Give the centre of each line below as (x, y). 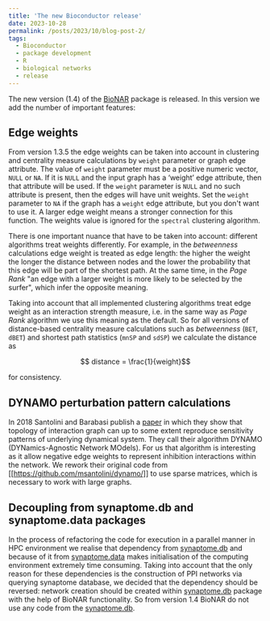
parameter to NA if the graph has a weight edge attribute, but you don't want (134, 203)
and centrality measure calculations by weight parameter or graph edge (127, 160)
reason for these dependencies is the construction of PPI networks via (125, 574)
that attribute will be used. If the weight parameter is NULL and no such (125, 186)
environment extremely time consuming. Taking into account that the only (131, 565)
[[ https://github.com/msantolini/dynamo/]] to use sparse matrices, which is (133, 473)
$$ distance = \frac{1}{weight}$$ (135, 362)
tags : (17, 38)
